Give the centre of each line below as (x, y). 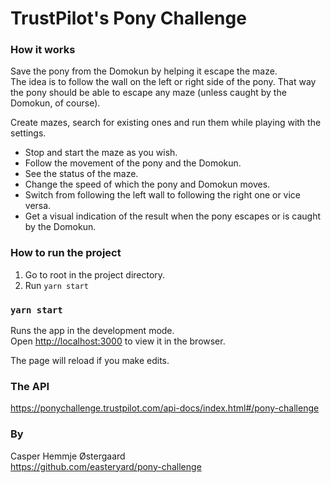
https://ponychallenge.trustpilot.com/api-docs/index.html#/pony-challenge (165, 408)
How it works (43, 50)
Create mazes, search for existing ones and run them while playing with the (166, 123)
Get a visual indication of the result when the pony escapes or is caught (173, 216)
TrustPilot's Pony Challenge (128, 18)
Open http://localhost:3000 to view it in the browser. (118, 341)
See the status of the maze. (81, 174)
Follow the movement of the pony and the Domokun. (133, 163)
